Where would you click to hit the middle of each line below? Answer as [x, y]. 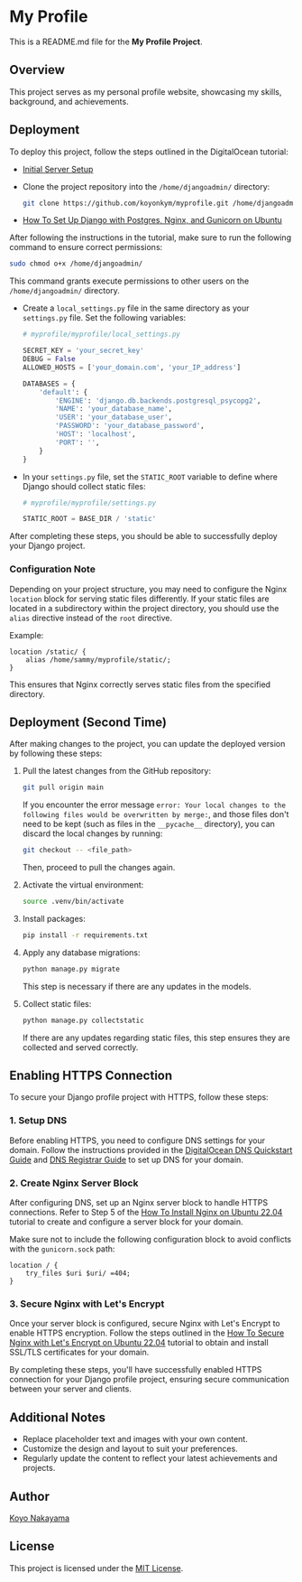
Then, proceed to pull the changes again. [99, 868]
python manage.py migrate [71, 969]
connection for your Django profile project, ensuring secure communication [150, 1380]
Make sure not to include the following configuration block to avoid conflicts [150, 1240]
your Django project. [47, 546]
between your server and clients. [71, 1389]
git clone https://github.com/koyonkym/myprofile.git [125, 203]
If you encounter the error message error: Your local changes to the [154, 805]
